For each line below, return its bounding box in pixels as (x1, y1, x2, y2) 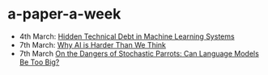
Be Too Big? (19, 57, 60, 67)
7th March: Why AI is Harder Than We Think (19, 40, 167, 49)
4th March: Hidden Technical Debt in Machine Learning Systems (19, 31, 236, 41)
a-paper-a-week (7, 5, 121, 23)
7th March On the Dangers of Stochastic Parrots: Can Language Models (19, 48, 260, 58)
